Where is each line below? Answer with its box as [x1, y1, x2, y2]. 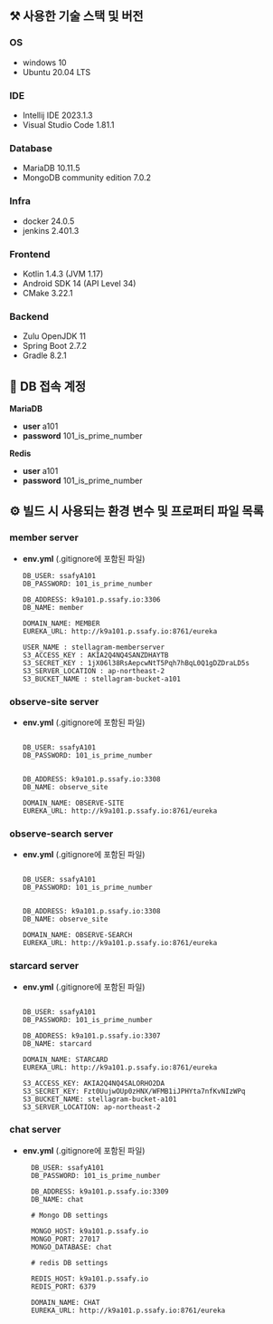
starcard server [9, 960, 80, 972]
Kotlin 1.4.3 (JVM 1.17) [22, 268, 104, 279]
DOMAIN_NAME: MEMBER [22, 619, 100, 628]
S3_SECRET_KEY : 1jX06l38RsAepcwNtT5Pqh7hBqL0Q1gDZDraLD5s [22, 658, 250, 668]
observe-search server [9, 827, 114, 840]
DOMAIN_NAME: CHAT [31, 1298, 100, 1307]
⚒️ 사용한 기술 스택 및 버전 [9, 8, 144, 24]
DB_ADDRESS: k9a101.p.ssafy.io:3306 [22, 594, 161, 604]
